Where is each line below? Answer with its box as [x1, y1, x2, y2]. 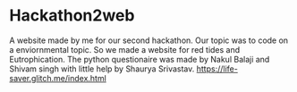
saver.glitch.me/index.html [9, 72, 107, 83]
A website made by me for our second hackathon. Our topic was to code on [9, 35, 289, 46]
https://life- [196, 63, 239, 74]
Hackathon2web [9, 5, 135, 26]
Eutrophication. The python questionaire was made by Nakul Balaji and [9, 54, 270, 64]
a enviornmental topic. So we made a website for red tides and [9, 44, 241, 54]
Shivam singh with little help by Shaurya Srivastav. [9, 63, 195, 74]
